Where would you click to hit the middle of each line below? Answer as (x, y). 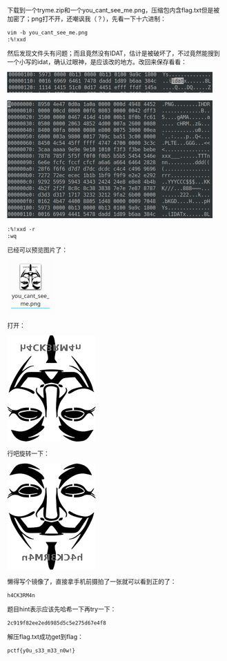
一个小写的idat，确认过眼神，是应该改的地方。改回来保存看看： (97, 62)
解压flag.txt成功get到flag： (46, 637)
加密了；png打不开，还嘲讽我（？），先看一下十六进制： (87, 19)
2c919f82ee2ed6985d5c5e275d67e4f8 (57, 623)
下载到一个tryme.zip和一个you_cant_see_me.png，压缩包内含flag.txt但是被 (113, 10)
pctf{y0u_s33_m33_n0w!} (41, 651)
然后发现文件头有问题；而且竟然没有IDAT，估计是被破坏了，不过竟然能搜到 (113, 53)
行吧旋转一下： (28, 453)
